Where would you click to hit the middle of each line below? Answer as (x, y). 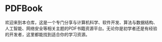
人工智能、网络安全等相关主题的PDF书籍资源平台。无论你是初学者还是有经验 (81, 28)
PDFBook (24, 8)
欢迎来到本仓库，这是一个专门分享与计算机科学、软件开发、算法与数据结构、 (81, 22)
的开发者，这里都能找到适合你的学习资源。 (47, 34)
